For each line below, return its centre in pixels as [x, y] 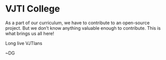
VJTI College [32, 9]
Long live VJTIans [24, 43]
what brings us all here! [30, 33]
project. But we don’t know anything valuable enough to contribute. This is [83, 28]
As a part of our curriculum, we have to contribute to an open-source [77, 23]
